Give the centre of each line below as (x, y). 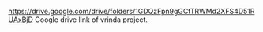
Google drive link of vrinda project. (92, 20)
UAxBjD (21, 20)
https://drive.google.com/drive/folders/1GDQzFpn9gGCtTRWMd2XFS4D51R (131, 11)
